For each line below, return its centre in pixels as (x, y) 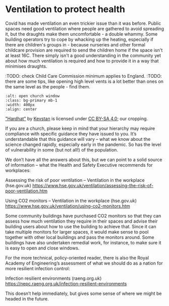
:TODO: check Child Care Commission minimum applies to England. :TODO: (84, 76)
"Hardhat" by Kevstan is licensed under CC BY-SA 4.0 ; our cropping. (76, 118)
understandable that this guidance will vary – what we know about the (78, 139)
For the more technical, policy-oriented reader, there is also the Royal (77, 258)
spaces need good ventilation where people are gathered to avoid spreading (84, 28)
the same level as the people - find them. (48, 86)
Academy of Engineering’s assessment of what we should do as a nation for (84, 263)
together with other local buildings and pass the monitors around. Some (80, 237)
